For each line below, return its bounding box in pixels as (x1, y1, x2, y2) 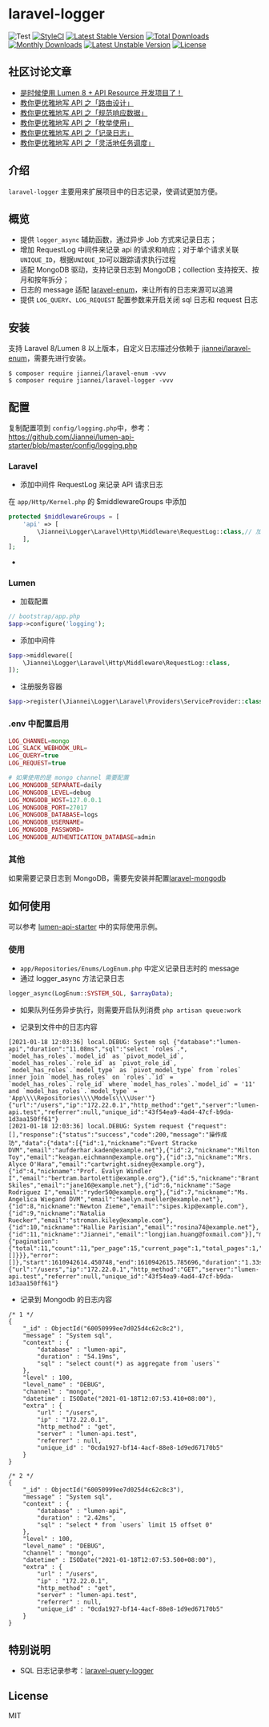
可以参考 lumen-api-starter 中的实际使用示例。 (8, 922, 163, 931)
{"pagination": (8, 1237, 59, 1246)
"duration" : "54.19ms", (37, 1353, 120, 1361)
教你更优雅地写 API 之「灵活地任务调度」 (19, 138, 155, 147)
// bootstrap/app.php (8, 612, 81, 620)
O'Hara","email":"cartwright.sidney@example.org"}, (29, 1160, 206, 1168)
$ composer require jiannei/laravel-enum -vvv (8, 369, 167, 377)
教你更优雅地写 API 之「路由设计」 (19, 98, 134, 107)
